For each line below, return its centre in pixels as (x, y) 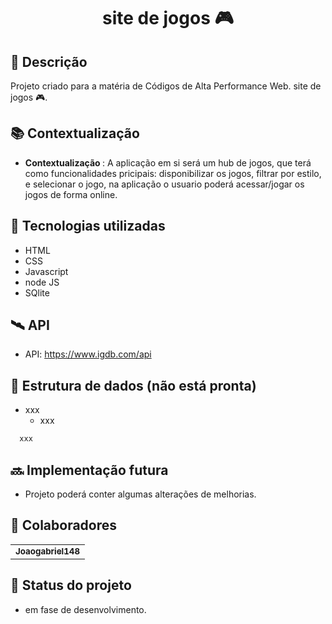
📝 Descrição (49, 61)
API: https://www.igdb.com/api (88, 354)
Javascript (46, 271)
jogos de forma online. (71, 194)
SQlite (37, 292)
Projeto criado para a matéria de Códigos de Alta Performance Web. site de (166, 86)
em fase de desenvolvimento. (85, 609)
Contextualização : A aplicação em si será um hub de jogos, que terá (168, 162)
